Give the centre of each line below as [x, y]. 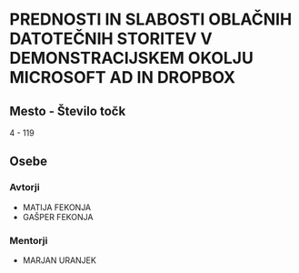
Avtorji [25, 187]
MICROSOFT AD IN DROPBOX [123, 78]
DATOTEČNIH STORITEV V [111, 39]
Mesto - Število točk [68, 111]
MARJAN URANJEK [60, 260]
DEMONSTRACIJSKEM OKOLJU [132, 58]
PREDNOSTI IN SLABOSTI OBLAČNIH [151, 20]
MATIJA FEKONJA [57, 207]
